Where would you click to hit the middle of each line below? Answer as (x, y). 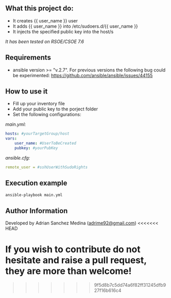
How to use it (27, 91)
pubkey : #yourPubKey (36, 148)
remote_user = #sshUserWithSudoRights (46, 167)
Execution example (36, 183)
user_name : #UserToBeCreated (45, 143)
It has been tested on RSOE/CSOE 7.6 (45, 41)
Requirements (28, 58)
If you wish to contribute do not (73, 249)
